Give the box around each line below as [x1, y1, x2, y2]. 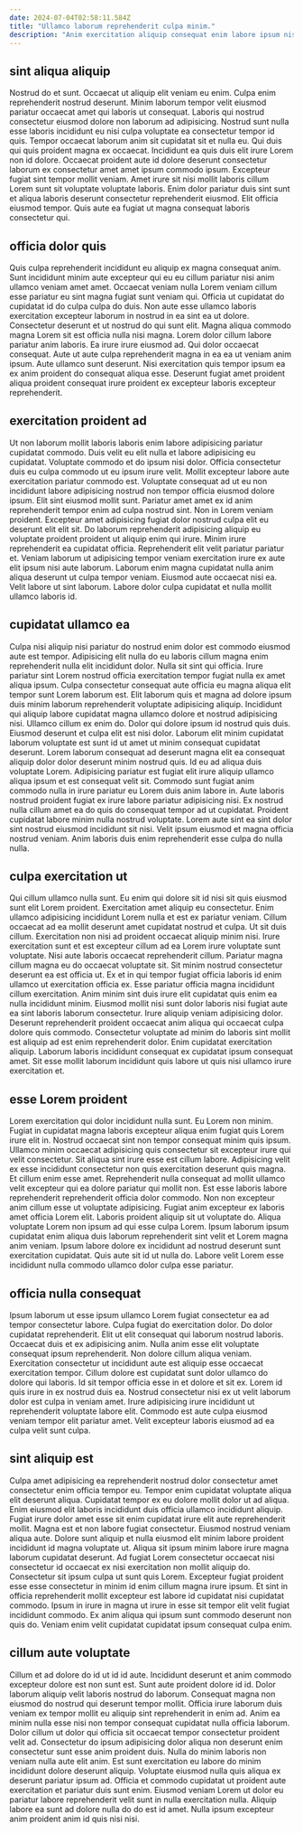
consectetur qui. [9, 212, 70, 223]
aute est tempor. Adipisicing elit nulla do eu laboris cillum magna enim [9, 650, 269, 661]
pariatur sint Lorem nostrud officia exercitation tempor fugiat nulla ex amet [9, 669, 286, 680]
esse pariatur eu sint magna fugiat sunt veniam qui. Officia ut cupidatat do [9, 291, 285, 302]
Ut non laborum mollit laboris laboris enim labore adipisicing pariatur [9, 437, 263, 448]
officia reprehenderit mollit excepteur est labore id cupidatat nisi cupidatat [9, 1590, 285, 1601]
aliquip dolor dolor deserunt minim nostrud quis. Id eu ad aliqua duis [9, 756, 262, 767]
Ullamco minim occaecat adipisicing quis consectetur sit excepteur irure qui [9, 1145, 291, 1155]
